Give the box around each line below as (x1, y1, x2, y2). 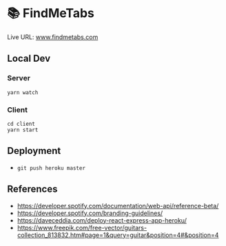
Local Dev (7, 53, 51, 65)
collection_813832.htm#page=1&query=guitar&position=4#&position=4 (17, 231, 219, 239)
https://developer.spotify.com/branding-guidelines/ (17, 209, 163, 217)
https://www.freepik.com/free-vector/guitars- (17, 223, 147, 232)
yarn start (7, 126, 39, 133)
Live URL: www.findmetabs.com (7, 32, 99, 41)
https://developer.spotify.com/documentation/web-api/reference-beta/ (17, 201, 219, 210)
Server (7, 74, 31, 83)
